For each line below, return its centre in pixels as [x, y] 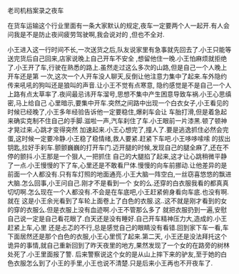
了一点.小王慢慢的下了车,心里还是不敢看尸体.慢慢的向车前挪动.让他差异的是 [117, 165]
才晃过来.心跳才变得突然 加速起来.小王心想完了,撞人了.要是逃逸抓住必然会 [115, 130]
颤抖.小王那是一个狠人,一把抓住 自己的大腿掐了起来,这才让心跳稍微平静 [123, 156]
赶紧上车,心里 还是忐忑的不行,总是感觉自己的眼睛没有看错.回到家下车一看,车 [118, 227]
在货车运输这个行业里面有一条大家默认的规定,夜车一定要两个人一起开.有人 [116, 26]
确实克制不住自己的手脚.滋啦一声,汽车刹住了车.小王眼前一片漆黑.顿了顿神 [120, 121]
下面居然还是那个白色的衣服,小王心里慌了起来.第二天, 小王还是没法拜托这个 [117, 236]
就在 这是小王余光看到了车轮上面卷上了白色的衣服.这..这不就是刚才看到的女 [117, 201]
